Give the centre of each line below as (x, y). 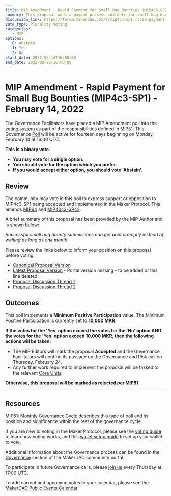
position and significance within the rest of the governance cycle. (74, 421)
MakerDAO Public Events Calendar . (42, 488)
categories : (18, 29)
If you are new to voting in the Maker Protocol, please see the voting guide (83, 431)
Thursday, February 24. (37, 362)
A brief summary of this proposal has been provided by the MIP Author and (84, 219)
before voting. (20, 255)
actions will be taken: (28, 341)
